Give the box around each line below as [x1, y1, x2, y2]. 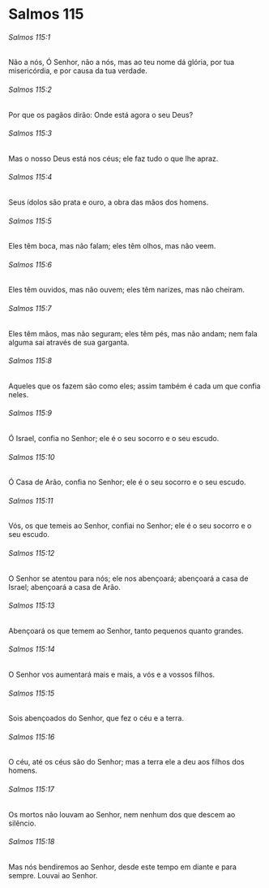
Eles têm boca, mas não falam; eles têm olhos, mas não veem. [8, 241, 216, 251]
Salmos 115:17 [8, 785, 55, 795]
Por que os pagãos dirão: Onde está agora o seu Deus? [8, 110, 194, 119]
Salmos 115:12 [8, 548, 55, 558]
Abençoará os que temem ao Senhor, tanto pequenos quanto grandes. [8, 626, 244, 635]
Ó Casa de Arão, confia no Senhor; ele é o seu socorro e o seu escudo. [8, 477, 246, 487]
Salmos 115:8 [8, 356, 53, 366]
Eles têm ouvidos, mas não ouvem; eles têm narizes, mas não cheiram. [8, 285, 246, 295]
